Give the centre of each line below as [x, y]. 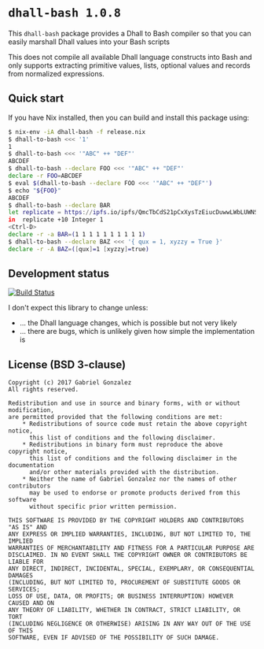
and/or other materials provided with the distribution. [124, 473]
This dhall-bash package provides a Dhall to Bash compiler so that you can [130, 33]
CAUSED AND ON [31, 603]
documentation [31, 465]
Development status [59, 274]
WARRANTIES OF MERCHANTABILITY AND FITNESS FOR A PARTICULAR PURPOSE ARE [132, 548]
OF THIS [21, 631]
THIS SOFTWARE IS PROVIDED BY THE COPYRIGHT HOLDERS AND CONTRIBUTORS [126, 521]
